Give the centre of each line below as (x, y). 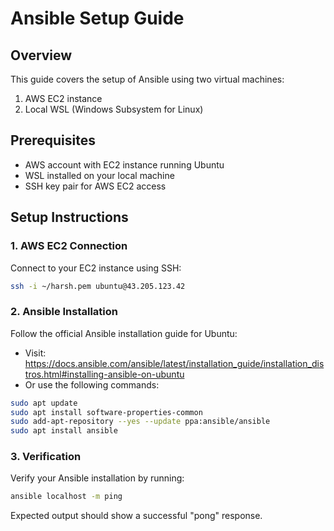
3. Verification (46, 457)
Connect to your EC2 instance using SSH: (96, 268)
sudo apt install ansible (64, 431)
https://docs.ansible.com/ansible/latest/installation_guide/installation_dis (174, 363)
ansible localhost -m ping (66, 497)
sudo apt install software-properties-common (106, 412)
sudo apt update (44, 403)
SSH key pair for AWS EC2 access (95, 186)
